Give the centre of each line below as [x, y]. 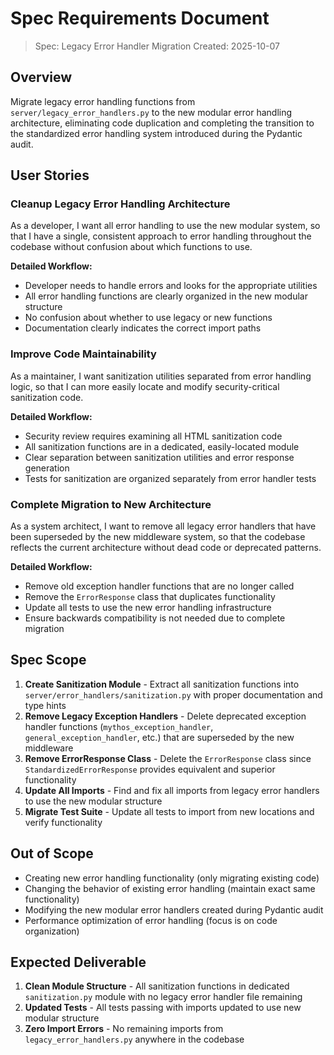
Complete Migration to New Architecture [111, 504]
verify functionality [63, 822]
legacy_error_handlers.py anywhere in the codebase [134, 1039]
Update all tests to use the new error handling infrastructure [148, 608]
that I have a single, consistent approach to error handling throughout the [161, 236]
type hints [45, 705]
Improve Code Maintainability [83, 354]
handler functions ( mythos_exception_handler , [119, 726]
